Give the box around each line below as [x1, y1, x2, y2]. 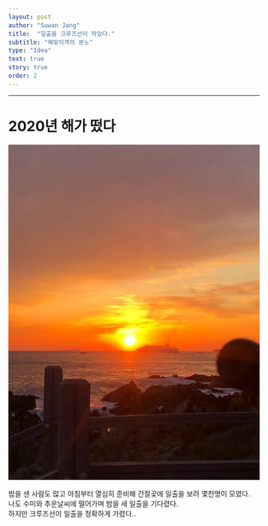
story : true [8, 64, 48, 72]
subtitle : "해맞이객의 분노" [8, 38, 93, 46]
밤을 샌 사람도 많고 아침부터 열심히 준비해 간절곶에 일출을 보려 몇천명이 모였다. [8, 489, 251, 499]
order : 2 [8, 72, 37, 80]
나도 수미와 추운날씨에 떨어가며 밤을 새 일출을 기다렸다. [8, 499, 179, 508]
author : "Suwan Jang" [8, 21, 81, 30]
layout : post [8, 13, 52, 21]
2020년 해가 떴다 [8, 117, 116, 135]
